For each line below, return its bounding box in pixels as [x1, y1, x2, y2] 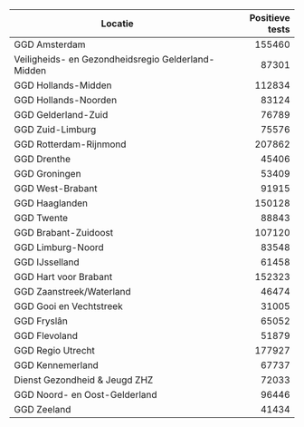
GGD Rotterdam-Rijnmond [14, 138, 127, 150]
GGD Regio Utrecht [14, 345, 95, 356]
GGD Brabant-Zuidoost [14, 227, 114, 238]
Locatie [100, 17, 134, 30]
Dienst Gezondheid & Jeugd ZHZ [14, 374, 154, 386]
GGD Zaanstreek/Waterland [14, 286, 131, 297]
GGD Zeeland [14, 403, 71, 415]
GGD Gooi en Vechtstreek [14, 300, 124, 312]
